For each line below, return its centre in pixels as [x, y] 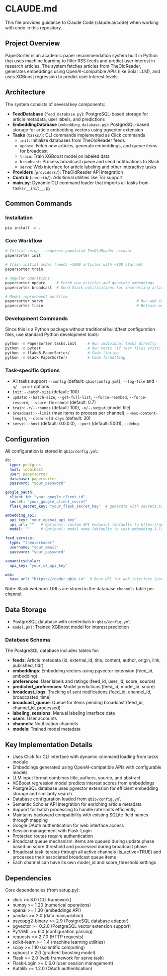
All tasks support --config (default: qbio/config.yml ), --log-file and [83, 381]
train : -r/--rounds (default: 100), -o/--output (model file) [71, 408]
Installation [19, 217]
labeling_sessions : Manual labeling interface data [64, 713]
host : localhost [26, 469]
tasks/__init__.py [31, 188]
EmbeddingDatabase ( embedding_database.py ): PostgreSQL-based [81, 124]
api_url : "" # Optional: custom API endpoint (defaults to [74, 525]
